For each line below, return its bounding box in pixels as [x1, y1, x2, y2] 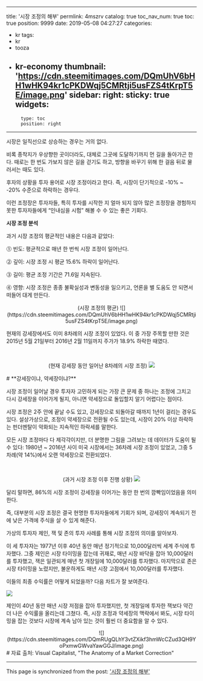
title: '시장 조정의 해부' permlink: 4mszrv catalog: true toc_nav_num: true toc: [6, 13, 195, 20]
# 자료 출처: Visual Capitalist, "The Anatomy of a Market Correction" [6, 649, 174, 656]
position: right [21, 120, 62, 127]
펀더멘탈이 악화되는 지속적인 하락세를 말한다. [12, 423, 118, 430]
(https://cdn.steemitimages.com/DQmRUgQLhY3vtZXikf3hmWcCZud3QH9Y [7, 636, 196, 643]
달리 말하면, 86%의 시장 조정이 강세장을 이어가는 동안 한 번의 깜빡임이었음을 [6, 488, 185, 496]
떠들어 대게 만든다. [6, 291, 50, 298]
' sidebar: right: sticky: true [64, 90, 170, 100]
